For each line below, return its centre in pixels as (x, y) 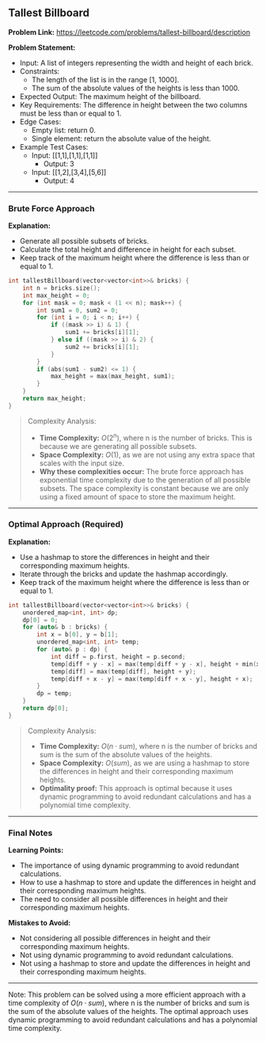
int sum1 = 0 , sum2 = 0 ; (78, 310)
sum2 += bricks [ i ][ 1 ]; (102, 347)
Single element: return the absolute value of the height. (121, 139)
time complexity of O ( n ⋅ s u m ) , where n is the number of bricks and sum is (129, 1003)
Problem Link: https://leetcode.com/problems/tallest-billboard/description (129, 32)
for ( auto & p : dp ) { (72, 650)
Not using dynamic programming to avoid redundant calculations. (126, 955)
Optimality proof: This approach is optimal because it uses (136, 788)
